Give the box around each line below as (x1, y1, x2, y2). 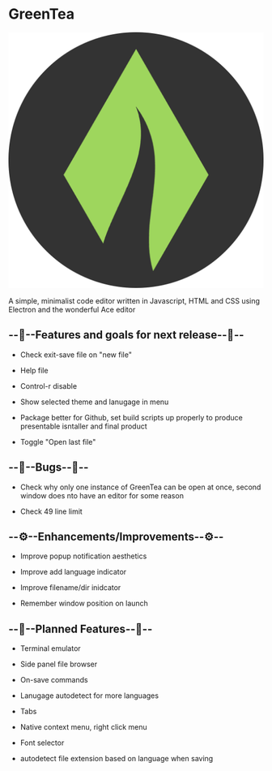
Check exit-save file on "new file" (19, 350, 132, 360)
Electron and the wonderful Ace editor (8, 304, 136, 314)
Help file (19, 365, 49, 375)
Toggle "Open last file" (19, 437, 96, 446)
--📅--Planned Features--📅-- (8, 622, 153, 635)
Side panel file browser (19, 659, 98, 670)
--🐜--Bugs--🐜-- (8, 460, 89, 475)
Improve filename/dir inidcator (19, 583, 121, 592)
